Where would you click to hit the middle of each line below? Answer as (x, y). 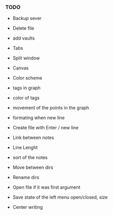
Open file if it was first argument (46, 187)
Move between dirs (33, 167)
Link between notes (33, 138)
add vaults (24, 38)
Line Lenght (25, 148)
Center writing (28, 207)
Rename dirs (26, 178)
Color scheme (27, 78)
